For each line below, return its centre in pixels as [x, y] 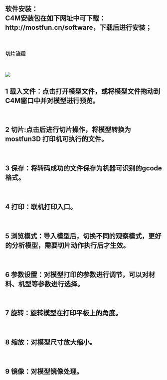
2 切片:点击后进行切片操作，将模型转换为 [68, 130]
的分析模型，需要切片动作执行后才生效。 [67, 245]
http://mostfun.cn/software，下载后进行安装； [79, 28]
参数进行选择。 [61, 284]
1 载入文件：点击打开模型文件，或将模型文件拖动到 [83, 91]
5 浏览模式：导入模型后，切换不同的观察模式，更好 [83, 236]
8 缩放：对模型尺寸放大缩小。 [51, 342]
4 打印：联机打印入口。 [41, 206]
